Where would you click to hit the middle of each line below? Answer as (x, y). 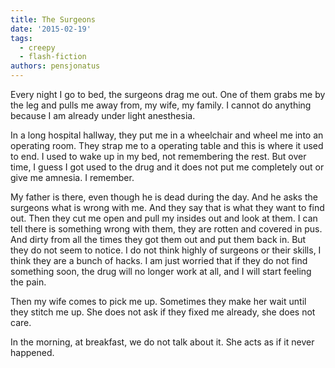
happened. (32, 352)
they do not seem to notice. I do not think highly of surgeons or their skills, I (166, 250)
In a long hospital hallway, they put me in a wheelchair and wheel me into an (167, 135)
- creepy (37, 47)
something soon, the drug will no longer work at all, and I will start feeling (161, 271)
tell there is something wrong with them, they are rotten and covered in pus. (166, 229)
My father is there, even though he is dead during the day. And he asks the (164, 197)
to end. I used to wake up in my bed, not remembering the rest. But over (158, 156)
